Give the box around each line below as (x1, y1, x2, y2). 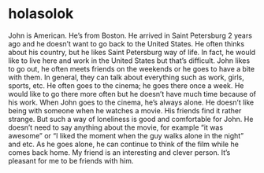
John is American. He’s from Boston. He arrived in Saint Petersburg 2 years (8, 31, 252, 40)
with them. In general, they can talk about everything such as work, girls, (8, 72, 244, 82)
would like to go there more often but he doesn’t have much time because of (8, 89, 257, 98)
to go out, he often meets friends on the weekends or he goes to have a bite (8, 64, 255, 73)
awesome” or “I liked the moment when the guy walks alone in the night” (8, 131, 244, 140)
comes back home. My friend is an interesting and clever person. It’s (8, 147, 231, 157)
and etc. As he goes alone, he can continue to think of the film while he (8, 139, 239, 149)
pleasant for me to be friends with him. (8, 156, 134, 165)
